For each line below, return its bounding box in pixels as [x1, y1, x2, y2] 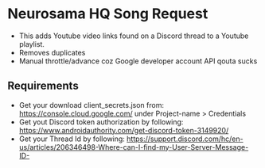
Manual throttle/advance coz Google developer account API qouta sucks [18, 56, 258, 66]
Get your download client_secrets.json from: [18, 100, 165, 109]
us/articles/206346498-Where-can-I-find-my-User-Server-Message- [18, 142, 249, 151]
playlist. [18, 39, 45, 48]
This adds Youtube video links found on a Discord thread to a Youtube [18, 31, 249, 40]
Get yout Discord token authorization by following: [18, 116, 184, 127]
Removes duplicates [18, 48, 86, 57]
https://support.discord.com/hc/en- [126, 134, 244, 143]
